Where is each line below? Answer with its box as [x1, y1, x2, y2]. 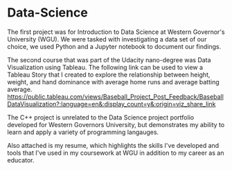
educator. [7, 155, 35, 164]
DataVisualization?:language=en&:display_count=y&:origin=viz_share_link [7, 100, 216, 108]
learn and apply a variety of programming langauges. [7, 128, 159, 136]
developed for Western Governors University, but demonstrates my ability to [7, 120, 225, 129]
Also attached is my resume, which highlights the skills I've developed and [7, 141, 220, 149]
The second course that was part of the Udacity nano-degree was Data [7, 55, 211, 64]
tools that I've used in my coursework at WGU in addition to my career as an [7, 149, 224, 157]
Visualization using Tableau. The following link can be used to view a [7, 63, 203, 71]
